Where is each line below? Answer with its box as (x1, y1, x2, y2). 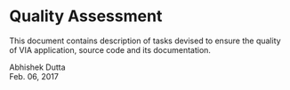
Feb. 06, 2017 (9, 71, 60, 81)
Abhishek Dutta (9, 62, 66, 72)
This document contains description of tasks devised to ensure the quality (9, 35, 282, 46)
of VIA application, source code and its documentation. (9, 44, 212, 55)
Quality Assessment (9, 6, 163, 26)
